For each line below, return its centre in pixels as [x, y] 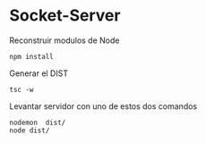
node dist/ [30, 130]
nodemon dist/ [38, 122]
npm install [31, 56]
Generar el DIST [39, 73]
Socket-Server [65, 16]
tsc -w [21, 89]
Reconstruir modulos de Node [64, 40]
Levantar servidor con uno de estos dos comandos [103, 106]
